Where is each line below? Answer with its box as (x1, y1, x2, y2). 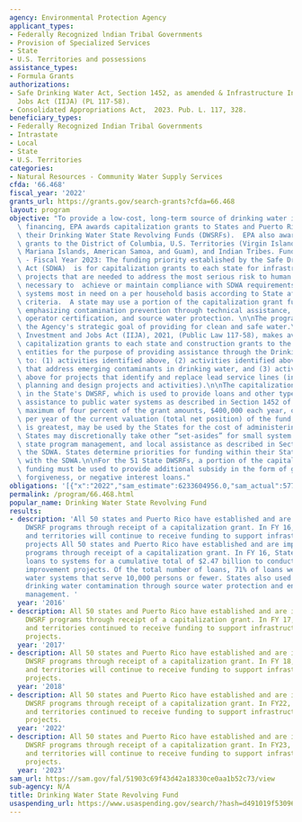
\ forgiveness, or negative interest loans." (17, 473, 191, 482)
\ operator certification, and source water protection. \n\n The (17, 314, 268, 324)
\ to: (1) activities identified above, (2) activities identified (17, 356, 276, 365)
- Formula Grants (9, 72, 75, 81)
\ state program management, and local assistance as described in (17, 440, 276, 449)
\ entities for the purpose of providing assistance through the (17, 347, 268, 356)
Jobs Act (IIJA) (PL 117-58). (17, 96, 130, 106)
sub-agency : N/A (9, 782, 70, 791)
